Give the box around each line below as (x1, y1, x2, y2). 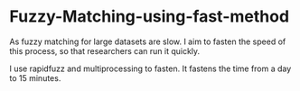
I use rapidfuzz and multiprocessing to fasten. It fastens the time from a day (9, 63, 292, 74)
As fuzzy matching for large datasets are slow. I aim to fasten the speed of (9, 36, 286, 47)
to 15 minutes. (9, 72, 61, 83)
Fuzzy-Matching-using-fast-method (9, 6, 290, 27)
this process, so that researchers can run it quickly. (9, 45, 201, 56)
